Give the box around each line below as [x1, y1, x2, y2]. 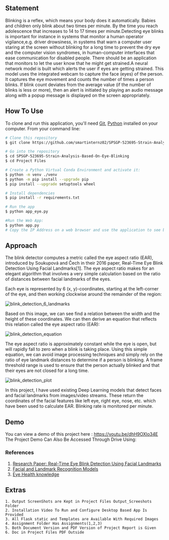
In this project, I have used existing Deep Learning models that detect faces [5, 387, 162, 393]
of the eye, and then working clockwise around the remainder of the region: [5, 291, 162, 297]
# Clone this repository [5, 135, 57, 140]
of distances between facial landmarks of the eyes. [5, 276, 112, 282]
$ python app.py [5, 222, 39, 228]
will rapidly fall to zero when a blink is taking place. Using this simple [5, 346, 147, 352]
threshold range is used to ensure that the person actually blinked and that [5, 362, 160, 368]
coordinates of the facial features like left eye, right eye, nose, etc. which [5, 398, 156, 404]
